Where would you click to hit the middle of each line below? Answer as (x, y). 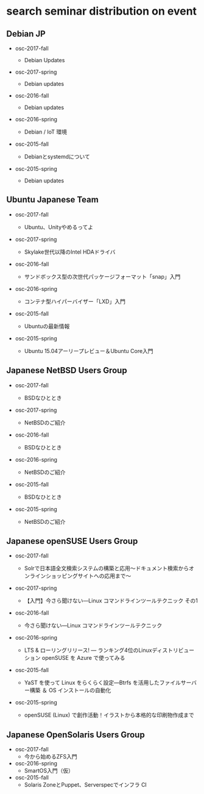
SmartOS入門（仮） (49, 771)
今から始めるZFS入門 (51, 757)
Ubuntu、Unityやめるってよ (59, 227)
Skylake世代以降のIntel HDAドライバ (70, 252)
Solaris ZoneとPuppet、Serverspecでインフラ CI (86, 785)
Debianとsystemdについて (57, 156)
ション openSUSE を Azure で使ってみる (75, 658)
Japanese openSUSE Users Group (72, 541)
